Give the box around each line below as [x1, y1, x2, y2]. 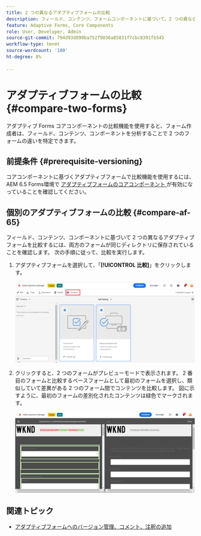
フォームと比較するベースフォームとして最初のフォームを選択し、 [25, 377, 187, 384]
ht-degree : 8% [6, 54, 42, 60]
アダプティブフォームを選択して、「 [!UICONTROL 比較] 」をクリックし [14, 261, 187, 269]
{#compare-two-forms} [6, 102, 127, 115]
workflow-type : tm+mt [6, 41, 60, 47]
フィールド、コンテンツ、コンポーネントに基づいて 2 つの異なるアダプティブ [6, 234, 195, 241]
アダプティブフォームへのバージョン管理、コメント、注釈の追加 [14, 523, 172, 530]
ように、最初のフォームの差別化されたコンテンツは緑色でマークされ [20, 392, 188, 399]
